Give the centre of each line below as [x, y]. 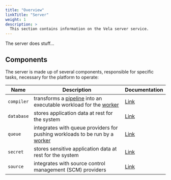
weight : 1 [16, 19]
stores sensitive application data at [75, 148]
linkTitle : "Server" [27, 15]
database [18, 116]
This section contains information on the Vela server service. [79, 29]
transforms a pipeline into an [68, 98]
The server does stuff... [30, 43]
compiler [18, 101]
